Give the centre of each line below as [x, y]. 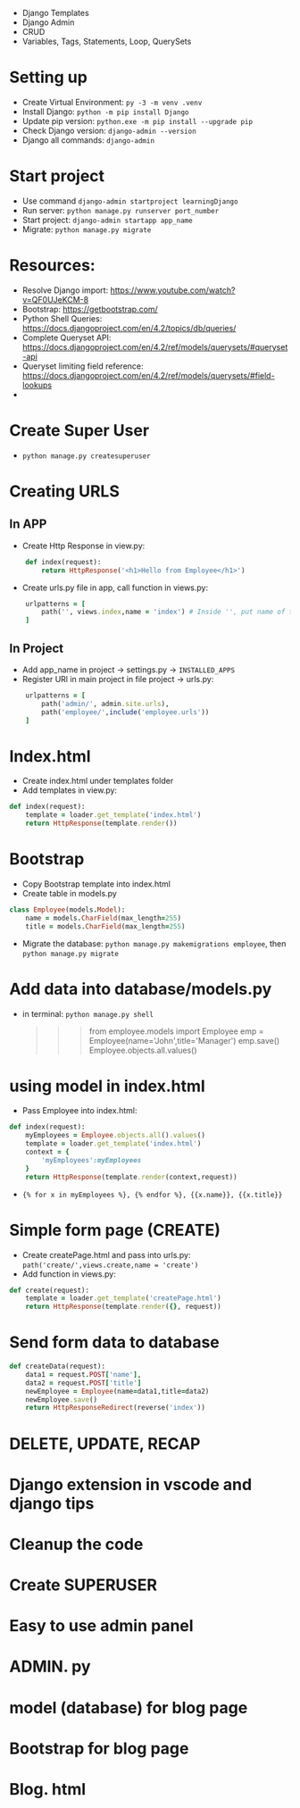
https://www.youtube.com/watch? [173, 290]
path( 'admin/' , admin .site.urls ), [105, 704]
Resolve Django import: [65, 290]
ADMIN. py [50, 1666]
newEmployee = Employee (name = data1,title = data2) [117, 1391]
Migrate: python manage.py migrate [87, 229]
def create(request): [50, 1290]
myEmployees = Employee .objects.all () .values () [115, 1136]
